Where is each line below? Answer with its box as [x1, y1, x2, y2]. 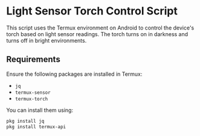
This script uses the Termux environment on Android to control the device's [6, 24, 195, 31]
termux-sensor [15, 89, 51, 96]
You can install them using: [6, 107, 74, 114]
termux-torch [15, 96, 48, 102]
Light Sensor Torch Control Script [6, 4, 178, 18]
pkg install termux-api [6, 123, 66, 130]
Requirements [6, 54, 60, 64]
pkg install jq [6, 118, 45, 124]
